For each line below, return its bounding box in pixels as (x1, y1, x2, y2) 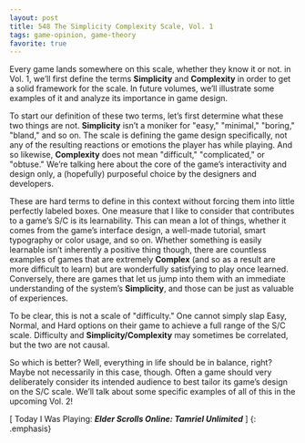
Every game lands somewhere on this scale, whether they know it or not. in (9, 64, 291, 75)
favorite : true (9, 38, 67, 48)
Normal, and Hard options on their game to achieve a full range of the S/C (9, 320, 287, 331)
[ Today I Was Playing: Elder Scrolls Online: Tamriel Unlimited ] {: (9, 414, 257, 425)
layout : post (9, 13, 59, 23)
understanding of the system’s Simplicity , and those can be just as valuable (9, 283, 294, 294)
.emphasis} (9, 423, 52, 434)
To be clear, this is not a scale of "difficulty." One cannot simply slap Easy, (9, 311, 287, 322)
